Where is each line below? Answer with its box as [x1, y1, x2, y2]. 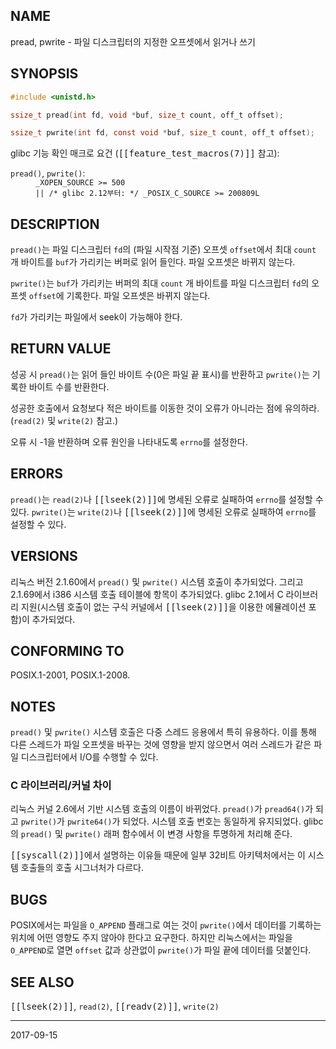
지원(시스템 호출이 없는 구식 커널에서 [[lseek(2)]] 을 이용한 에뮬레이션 [20, 600, 307, 613]
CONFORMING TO [10, 642, 125, 659]
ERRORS [10, 465, 64, 483]
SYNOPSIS [10, 65, 79, 83]
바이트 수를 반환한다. [28, 380, 110, 393]
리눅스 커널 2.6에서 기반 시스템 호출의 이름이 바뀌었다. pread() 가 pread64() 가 [10, 803, 314, 815]
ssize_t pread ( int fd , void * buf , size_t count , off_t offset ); [10, 110, 284, 120]
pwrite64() [66, 817, 113, 828]
